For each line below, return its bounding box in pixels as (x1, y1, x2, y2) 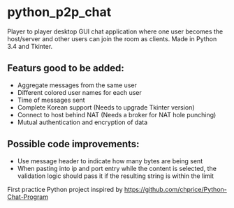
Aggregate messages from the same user (17, 81, 138, 89)
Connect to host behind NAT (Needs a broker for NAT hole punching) (17, 110, 217, 119)
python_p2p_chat (7, 4, 112, 20)
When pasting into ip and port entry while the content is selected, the (17, 164, 217, 172)
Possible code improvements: (7, 138, 140, 150)
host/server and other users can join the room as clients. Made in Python (7, 34, 217, 43)
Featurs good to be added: (7, 62, 124, 74)
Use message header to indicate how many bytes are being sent (17, 156, 203, 165)
